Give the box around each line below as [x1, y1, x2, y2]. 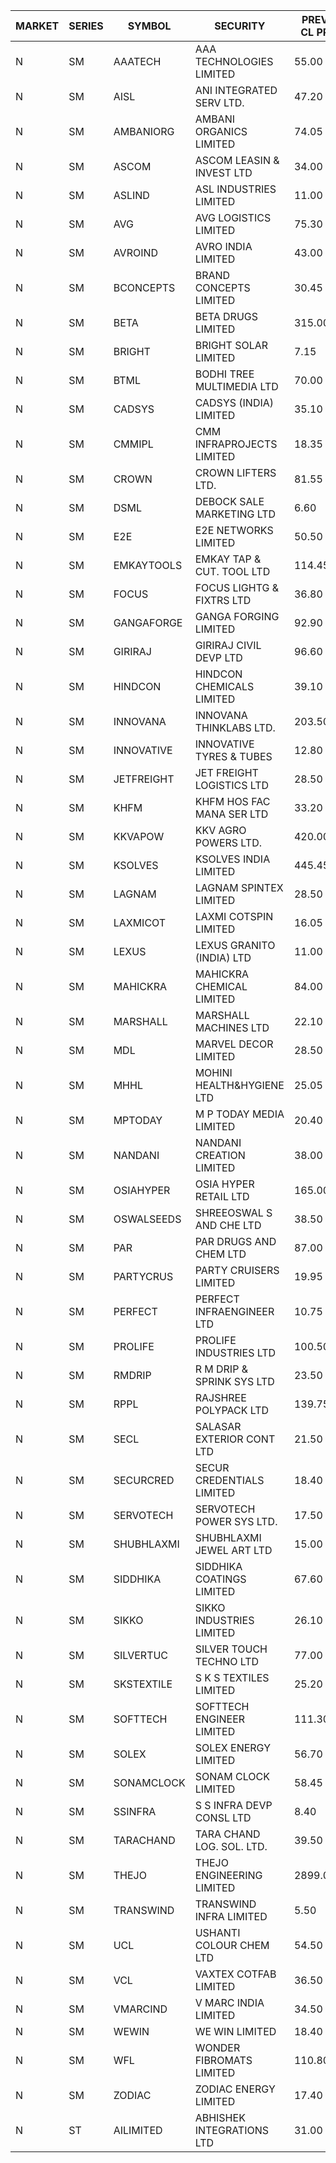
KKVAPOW [113, 830, 165, 843]
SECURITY [214, 19, 266, 33]
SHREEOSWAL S [194, 1206, 273, 1219]
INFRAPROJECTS [194, 437, 278, 451]
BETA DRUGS [194, 310, 258, 323]
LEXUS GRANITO [194, 939, 276, 952]
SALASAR [194, 1420, 242, 1433]
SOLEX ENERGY [194, 1741, 272, 1754]
